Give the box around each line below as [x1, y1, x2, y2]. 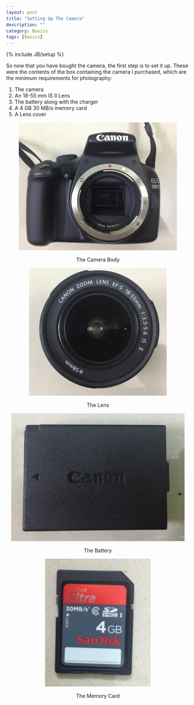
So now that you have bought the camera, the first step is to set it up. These [6, 62, 188, 70]
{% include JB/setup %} [6, 51, 64, 58]
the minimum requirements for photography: [6, 75, 112, 82]
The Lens [86, 402, 110, 409]
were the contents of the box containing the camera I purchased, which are [6, 68, 187, 75]
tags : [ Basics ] [6, 34, 43, 40]
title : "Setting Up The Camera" [6, 15, 84, 22]
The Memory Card [76, 693, 120, 700]
